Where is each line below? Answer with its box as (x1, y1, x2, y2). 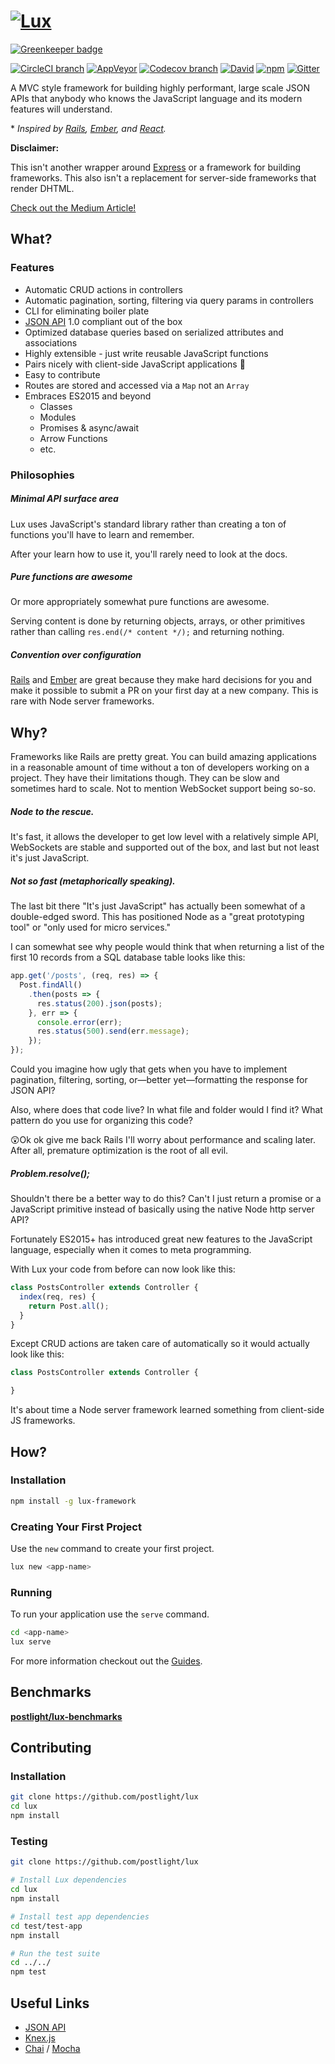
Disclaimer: (10, 141, 60, 154)
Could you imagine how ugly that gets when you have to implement (10, 1063, 288, 1075)
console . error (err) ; (36, 1017, 123, 1027)
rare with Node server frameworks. (10, 695, 155, 707)
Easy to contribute (24, 368, 101, 380)
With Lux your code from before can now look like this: (10, 1263, 236, 1275)
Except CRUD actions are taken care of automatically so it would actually (10, 1338, 310, 1350)
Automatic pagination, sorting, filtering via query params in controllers (24, 294, 314, 306)
